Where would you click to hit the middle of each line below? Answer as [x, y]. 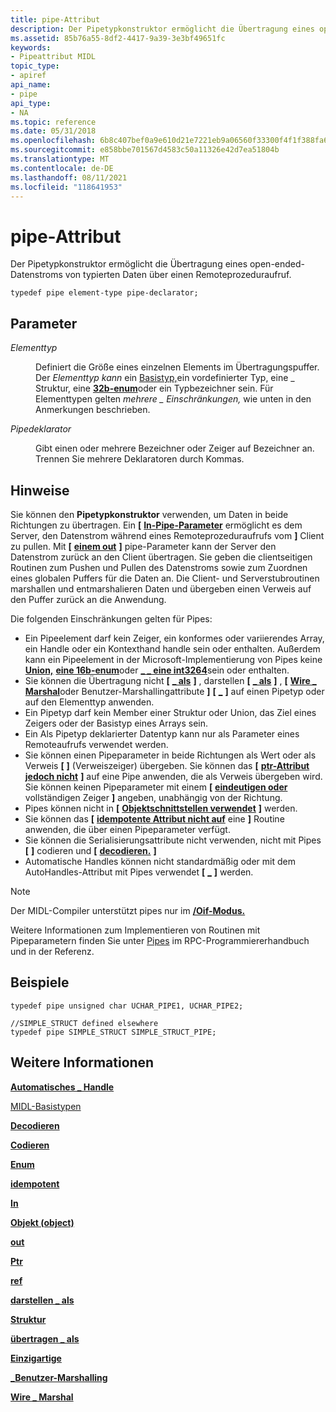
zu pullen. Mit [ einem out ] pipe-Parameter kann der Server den [143, 546]
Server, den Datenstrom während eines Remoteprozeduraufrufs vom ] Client [167, 535]
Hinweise [40, 490]
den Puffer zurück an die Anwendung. [88, 599]
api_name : [31, 85]
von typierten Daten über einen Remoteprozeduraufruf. [178, 275]
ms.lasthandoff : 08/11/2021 [69, 177]
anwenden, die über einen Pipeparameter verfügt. [127, 829]
